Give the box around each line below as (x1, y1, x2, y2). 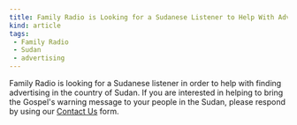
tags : (9, 29, 29, 38)
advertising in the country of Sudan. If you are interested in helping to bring (9, 87, 284, 98)
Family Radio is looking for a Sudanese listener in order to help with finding (9, 78, 282, 88)
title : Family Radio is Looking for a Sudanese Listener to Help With (9, 12, 275, 22)
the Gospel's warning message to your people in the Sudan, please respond (9, 97, 286, 107)
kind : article (9, 21, 62, 30)
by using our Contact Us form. (9, 107, 119, 116)
